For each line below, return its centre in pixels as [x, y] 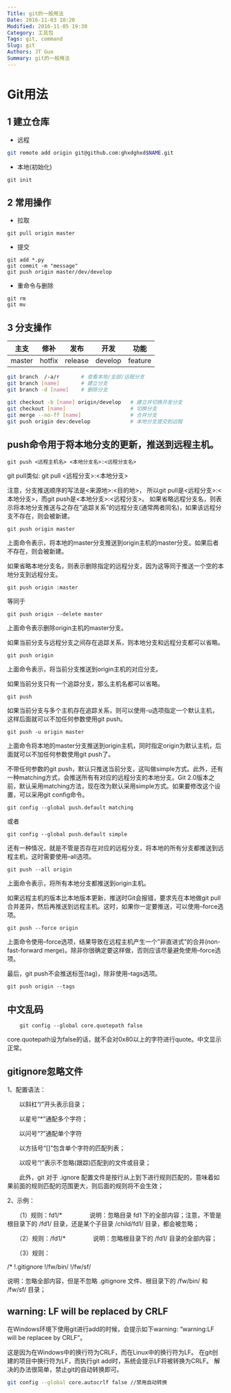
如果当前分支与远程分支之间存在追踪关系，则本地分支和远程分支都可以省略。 [115, 642]
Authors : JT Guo [30, 52]
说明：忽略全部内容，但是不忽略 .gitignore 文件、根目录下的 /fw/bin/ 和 [108, 1281]
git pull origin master [41, 234]
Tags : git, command [35, 39]
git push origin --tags [41, 987]
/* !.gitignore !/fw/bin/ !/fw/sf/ [49, 1266]
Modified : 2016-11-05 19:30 [47, 26]
